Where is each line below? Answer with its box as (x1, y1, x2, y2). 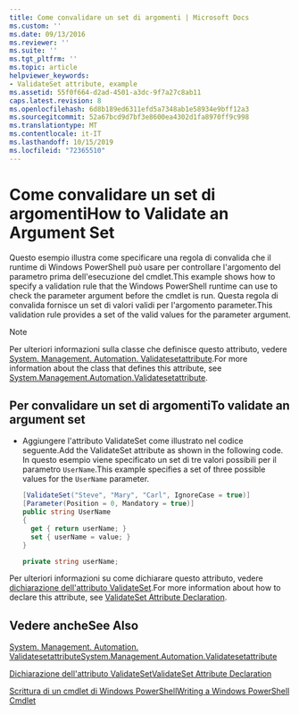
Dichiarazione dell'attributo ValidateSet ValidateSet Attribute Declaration (9, 668, 272, 679)
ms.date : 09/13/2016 (9, 29, 87, 38)
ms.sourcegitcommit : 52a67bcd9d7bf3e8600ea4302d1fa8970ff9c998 (9, 113, 250, 122)
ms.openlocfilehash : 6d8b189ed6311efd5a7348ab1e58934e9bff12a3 (9, 105, 250, 113)
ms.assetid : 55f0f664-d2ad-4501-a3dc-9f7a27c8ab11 (9, 88, 202, 97)
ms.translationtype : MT (9, 122, 98, 130)
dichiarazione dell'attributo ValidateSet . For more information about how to (9, 583, 281, 593)
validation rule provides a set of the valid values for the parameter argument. (9, 309, 291, 320)
